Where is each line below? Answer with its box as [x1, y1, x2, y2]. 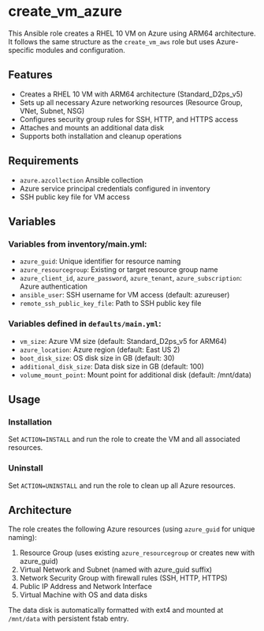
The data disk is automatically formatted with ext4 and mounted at [8, 606, 224, 615]
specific [8, 45, 35, 55]
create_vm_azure [8, 2, 122, 21]
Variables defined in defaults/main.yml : [8, 319, 162, 330]
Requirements [8, 154, 79, 168]
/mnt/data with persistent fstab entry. [8, 614, 129, 623]
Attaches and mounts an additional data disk [19, 123, 164, 132]
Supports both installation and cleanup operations [19, 131, 182, 141]
